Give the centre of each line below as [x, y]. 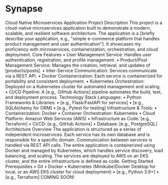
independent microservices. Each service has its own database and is [77, 134]
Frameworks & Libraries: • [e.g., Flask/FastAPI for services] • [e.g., [74, 102]
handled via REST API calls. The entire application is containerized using [80, 145]
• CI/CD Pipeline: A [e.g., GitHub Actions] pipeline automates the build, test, [83, 92]
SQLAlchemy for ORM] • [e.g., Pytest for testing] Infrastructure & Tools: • [81, 108]
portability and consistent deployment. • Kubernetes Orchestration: [75, 81]
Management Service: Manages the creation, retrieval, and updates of [78, 65]
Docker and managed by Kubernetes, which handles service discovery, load [84, 150]
